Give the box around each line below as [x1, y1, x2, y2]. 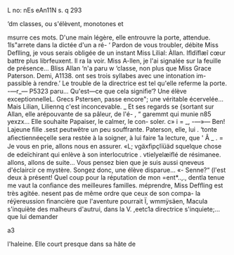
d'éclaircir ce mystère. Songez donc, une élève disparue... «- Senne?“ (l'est [7, 166, 226, 174]
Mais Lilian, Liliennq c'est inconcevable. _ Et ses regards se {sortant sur [7, 102, 214, 111]
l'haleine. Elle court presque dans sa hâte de [7, 240, 136, 248]
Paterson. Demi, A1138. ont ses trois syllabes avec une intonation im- [7, 72, 207, 80]
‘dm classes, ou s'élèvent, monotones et [7, 20, 124, 27]
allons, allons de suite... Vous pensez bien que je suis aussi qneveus [7, 158, 205, 166]
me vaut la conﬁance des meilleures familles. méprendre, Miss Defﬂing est [7, 181, 223, 189]
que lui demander [7, 213, 58, 220]
